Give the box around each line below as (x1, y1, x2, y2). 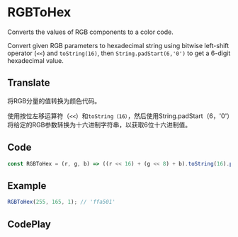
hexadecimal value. (7, 56, 64, 64)
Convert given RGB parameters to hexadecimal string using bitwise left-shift (7, 41, 229, 50)
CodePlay (7, 218, 51, 230)
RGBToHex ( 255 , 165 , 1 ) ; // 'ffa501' (7, 199, 115, 206)
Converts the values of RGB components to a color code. (7, 28, 174, 36)
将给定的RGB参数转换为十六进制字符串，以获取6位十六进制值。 (7, 120, 192, 129)
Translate (7, 77, 50, 89)
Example (7, 180, 47, 192)
